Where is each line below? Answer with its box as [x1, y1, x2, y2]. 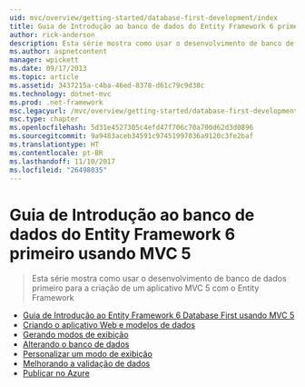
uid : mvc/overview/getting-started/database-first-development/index [9, 13, 279, 23]
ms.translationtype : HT [9, 140, 100, 149]
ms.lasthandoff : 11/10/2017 [9, 156, 116, 166]
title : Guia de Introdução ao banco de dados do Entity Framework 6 [9, 22, 274, 31]
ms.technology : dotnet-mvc [9, 89, 112, 98]
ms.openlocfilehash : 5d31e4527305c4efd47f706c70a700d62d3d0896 [9, 124, 254, 133]
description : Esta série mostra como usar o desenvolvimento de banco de [9, 38, 295, 48]
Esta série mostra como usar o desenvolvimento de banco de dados [31, 273, 288, 284]
